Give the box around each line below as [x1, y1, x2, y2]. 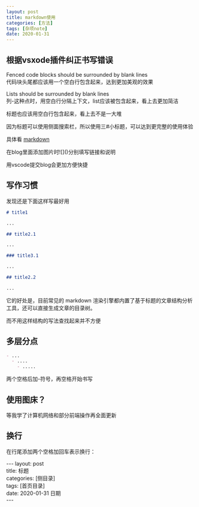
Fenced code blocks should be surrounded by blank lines [6, 71, 148, 78]
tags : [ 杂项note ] [6, 25, 48, 32]
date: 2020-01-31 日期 [6, 490, 61, 497]
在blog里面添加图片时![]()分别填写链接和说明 [6, 148, 116, 155]
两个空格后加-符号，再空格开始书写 [6, 376, 93, 383]
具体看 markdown [6, 136, 50, 143]
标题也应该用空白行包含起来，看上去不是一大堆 [6, 110, 122, 117]
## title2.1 [6, 231, 36, 237]
